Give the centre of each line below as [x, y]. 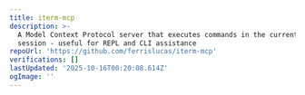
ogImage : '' [32, 77]
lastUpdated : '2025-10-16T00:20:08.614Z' [89, 69]
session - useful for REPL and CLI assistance [107, 43]
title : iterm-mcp [42, 18]
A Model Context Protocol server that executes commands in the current [158, 34]
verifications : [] [44, 60]
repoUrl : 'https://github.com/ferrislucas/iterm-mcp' [113, 52]
